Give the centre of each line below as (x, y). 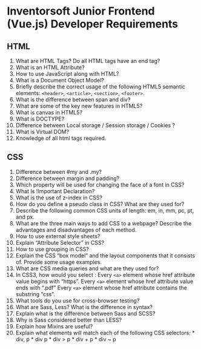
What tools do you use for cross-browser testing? (77, 301)
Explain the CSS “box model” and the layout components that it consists (105, 255)
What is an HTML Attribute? (50, 67)
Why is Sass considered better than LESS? (69, 320)
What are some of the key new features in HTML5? (79, 106)
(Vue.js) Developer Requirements (93, 24)
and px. (25, 217)
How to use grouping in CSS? (52, 249)
